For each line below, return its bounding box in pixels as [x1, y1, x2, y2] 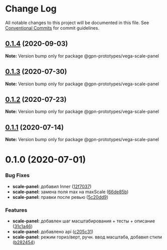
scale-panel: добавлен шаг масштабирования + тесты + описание [12, 218, 155, 224]
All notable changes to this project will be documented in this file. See [5, 20, 149, 26]
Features [5, 206, 28, 213]
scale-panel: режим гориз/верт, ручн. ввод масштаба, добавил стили [12, 234, 162, 240]
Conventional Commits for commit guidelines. [5, 25, 99, 31]
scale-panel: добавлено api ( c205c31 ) [12, 228, 94, 234]
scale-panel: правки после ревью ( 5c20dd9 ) [12, 194, 109, 200]
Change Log [5, 3, 57, 15]
